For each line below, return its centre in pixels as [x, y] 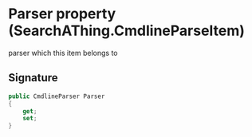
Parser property [62, 14]
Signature [33, 78]
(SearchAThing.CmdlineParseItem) [127, 31]
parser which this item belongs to [63, 53]
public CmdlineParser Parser [57, 96]
